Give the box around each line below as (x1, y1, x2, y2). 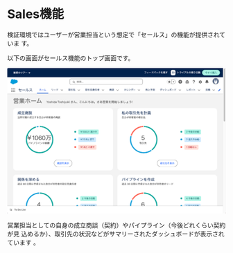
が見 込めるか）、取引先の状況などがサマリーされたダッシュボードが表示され (7, 229, 225, 238)
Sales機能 (7, 6, 64, 22)
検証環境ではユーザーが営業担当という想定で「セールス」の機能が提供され (7, 30, 220, 39)
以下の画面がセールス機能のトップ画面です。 (7, 53, 135, 62)
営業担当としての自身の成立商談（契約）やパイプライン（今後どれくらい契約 (7, 221, 226, 229)
